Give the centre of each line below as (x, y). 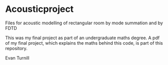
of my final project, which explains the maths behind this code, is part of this (84, 43)
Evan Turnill (17, 58)
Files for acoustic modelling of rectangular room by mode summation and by (84, 23)
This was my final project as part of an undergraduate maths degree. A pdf (82, 38)
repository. (16, 48)
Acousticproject (39, 9)
